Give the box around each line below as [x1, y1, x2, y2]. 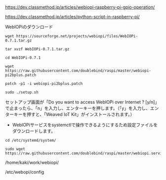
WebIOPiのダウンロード [5, 24, 53, 30]
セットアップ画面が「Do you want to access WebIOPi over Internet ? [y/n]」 [5, 99, 160, 105]
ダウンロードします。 [12, 128, 56, 134]
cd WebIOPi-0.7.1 [5, 55, 41, 60]
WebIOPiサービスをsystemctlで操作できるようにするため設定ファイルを [12, 122, 158, 128]
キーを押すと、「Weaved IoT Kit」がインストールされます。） [13, 111, 135, 117]
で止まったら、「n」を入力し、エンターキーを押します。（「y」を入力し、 [5, 106, 151, 111]
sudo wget [5, 146, 26, 151]
